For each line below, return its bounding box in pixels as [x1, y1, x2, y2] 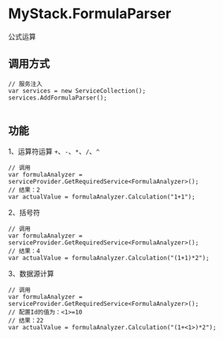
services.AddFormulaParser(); [8, 94, 108, 102]
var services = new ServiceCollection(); [8, 87, 147, 95]
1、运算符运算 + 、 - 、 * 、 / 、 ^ [8, 147, 100, 156]
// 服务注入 [8, 80, 43, 88]
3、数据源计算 [8, 269, 54, 278]
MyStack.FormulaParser [8, 5, 172, 23]
